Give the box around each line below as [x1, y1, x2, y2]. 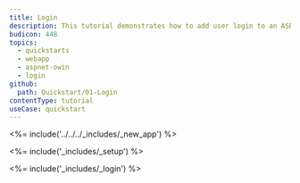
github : [9, 79, 38, 88]
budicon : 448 [9, 29, 58, 38]
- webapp [17, 54, 50, 63]
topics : [9, 37, 38, 47]
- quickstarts [17, 46, 70, 55]
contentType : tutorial [9, 96, 94, 105]
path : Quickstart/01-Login [17, 87, 118, 96]
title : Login [9, 12, 58, 22]
